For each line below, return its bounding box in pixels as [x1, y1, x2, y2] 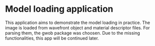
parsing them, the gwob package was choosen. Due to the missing [5, 30, 140, 36]
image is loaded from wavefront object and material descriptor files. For [5, 24, 150, 30]
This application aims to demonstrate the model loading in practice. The [5, 20, 151, 25]
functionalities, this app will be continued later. [5, 35, 99, 41]
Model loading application [5, 3, 114, 15]
